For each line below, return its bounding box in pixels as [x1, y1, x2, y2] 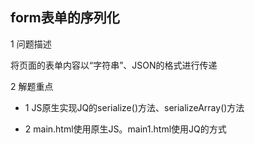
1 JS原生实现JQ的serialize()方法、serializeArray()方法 [24, 101, 245, 113]
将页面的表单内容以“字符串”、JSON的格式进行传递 [10, 59, 218, 71]
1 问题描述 [10, 38, 52, 50]
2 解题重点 [10, 80, 54, 92]
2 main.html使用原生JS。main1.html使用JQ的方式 [24, 123, 227, 135]
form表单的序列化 [10, 9, 120, 27]
